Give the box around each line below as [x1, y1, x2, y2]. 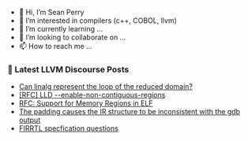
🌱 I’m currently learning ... [18, 24, 103, 33]
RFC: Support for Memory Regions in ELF [18, 98, 153, 108]
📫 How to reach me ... [18, 42, 92, 50]
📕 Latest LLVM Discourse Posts [7, 64, 130, 75]
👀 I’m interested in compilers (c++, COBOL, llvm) [18, 16, 177, 25]
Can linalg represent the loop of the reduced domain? [18, 82, 193, 91]
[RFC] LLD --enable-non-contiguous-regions [18, 91, 166, 100]
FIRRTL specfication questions [18, 124, 119, 133]
